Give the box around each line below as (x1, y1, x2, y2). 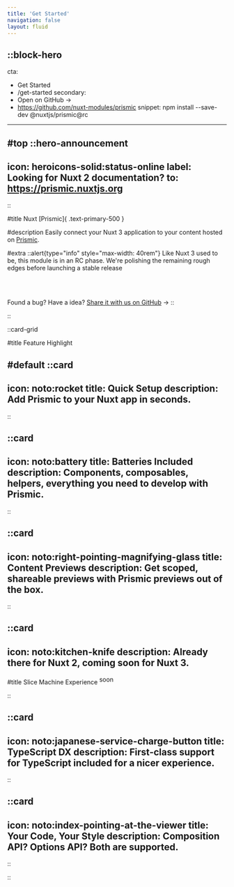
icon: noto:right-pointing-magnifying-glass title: (7, 551, 223, 563)
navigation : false (7, 17, 61, 24)
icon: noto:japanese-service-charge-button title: (7, 735, 225, 747)
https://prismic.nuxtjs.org (7, 183, 123, 194)
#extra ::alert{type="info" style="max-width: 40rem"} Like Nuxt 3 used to (7, 249, 218, 258)
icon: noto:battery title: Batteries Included (7, 456, 194, 468)
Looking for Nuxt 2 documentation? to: (7, 171, 179, 183)
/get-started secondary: (17, 88, 86, 97)
